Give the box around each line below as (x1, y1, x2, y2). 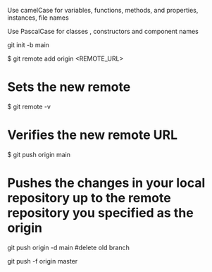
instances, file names (7, 13, 69, 22)
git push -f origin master (7, 256, 78, 265)
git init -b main (7, 41, 49, 49)
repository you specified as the (7, 205, 194, 221)
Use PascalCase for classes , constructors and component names (7, 27, 199, 35)
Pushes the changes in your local (7, 175, 206, 191)
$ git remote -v (7, 102, 51, 111)
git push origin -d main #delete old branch (7, 243, 130, 252)
